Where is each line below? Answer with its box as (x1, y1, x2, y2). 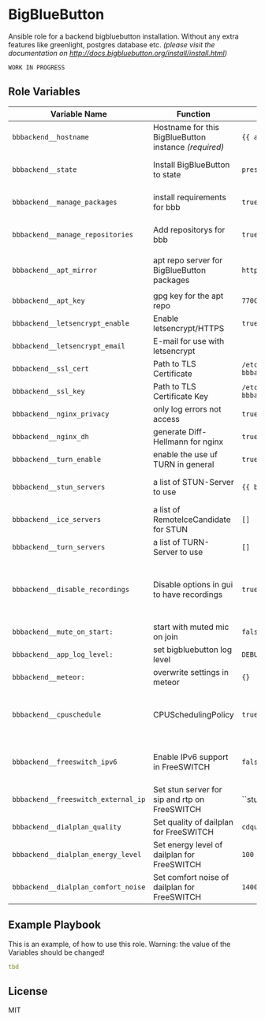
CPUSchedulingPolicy (153, 709, 234, 720)
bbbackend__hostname (12, 132, 89, 141)
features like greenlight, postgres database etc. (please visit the (8, 39, 215, 49)
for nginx (190, 436, 223, 447)
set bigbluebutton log (153, 644, 233, 655)
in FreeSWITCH (153, 761, 211, 772)
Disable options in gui (153, 579, 233, 590)
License (8, 984, 48, 998)
